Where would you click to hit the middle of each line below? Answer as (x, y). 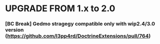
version (14, 30)
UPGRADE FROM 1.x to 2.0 (60, 9)
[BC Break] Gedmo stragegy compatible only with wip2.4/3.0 (80, 24)
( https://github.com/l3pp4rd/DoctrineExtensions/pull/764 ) (78, 36)
